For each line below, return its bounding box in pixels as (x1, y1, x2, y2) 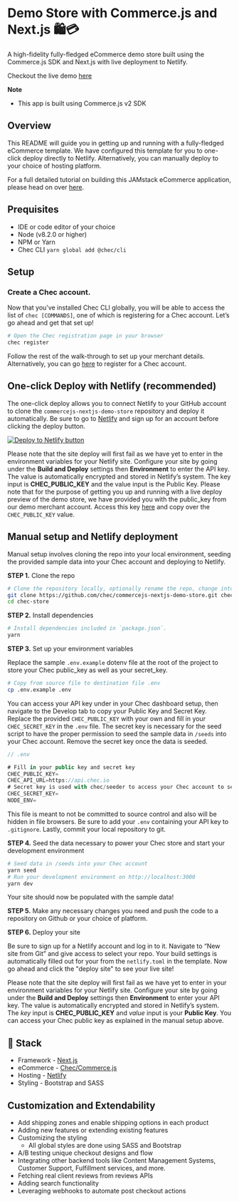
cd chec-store (7, 598, 50, 606)
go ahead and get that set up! (7, 319, 94, 327)
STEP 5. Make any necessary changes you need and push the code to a (7, 907, 219, 915)
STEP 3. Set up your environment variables (7, 644, 134, 653)
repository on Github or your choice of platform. (7, 915, 148, 923)
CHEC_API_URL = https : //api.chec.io (7, 777, 110, 784)
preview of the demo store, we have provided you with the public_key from (7, 494, 227, 504)
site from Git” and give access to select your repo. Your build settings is (7, 949, 218, 958)
